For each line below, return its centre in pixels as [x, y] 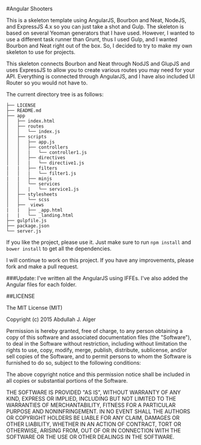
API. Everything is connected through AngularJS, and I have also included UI [100, 76]
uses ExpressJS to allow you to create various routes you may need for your [100, 70]
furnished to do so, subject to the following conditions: [73, 363]
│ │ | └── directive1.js [45, 163]
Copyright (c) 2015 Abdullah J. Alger [51, 319]
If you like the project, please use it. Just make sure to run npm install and [99, 242]
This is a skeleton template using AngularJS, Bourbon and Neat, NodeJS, [96, 20]
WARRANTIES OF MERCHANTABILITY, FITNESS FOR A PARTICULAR [91, 405]
